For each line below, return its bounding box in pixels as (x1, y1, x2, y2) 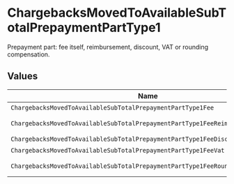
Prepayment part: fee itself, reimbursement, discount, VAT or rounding (7, 43, 209, 51)
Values (7, 70, 38, 82)
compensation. (7, 50, 50, 59)
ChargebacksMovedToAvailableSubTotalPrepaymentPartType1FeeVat (10, 146, 225, 154)
